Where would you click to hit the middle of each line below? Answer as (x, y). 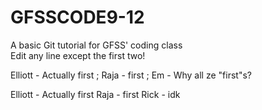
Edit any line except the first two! (78, 55)
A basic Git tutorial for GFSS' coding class (96, 45)
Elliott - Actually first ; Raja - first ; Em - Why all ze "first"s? (131, 75)
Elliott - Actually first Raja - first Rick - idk (95, 94)
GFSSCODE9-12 (77, 17)
